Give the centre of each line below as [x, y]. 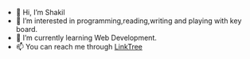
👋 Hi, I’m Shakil [40, 12]
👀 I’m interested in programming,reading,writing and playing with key [129, 21]
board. [27, 29]
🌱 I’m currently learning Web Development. [86, 37]
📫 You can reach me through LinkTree [79, 47]
